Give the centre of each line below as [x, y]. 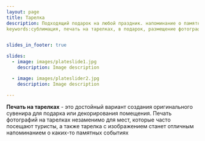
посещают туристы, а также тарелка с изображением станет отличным [100, 126]
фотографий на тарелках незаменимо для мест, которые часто [88, 120]
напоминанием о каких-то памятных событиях [68, 132]
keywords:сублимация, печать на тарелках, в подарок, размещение [91, 29]
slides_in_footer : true [37, 45]
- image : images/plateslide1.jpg [54, 62]
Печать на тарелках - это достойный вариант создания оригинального [100, 106]
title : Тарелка [26, 18]
